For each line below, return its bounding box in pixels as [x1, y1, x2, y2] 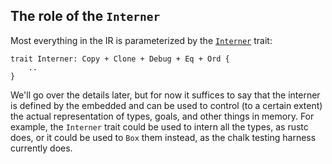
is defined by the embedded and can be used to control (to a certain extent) [10, 99, 323, 111]
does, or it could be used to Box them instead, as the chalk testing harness [10, 131, 317, 143]
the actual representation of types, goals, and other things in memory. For [10, 110, 315, 122]
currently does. [10, 142, 73, 154]
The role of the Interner [10, 8, 161, 25]
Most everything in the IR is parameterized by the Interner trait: [10, 34, 273, 46]
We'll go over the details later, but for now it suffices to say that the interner [10, 89, 321, 101]
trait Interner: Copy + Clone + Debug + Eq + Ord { [10, 54, 230, 64]
